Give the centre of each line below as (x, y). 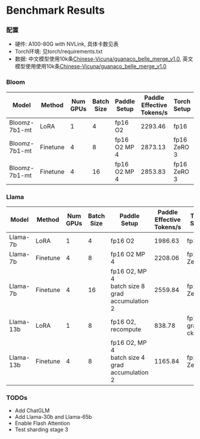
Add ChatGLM (32, 410)
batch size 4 (128, 358)
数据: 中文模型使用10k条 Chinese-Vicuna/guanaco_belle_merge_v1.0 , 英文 (104, 59)
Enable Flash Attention (42, 424)
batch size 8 (128, 286)
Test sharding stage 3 (41, 429)
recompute (126, 330)
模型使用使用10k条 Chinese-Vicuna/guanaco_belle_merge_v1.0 (90, 67)
